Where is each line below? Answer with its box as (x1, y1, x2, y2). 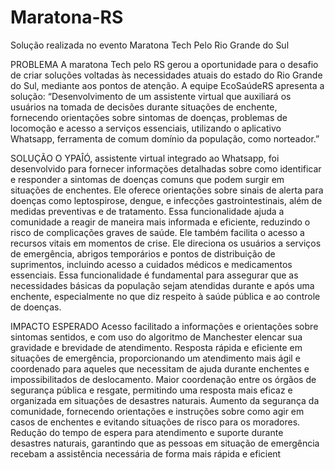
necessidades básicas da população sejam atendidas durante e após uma (10, 279, 315, 291)
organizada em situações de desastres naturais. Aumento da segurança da (10, 394, 320, 406)
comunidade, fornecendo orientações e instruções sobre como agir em (10, 405, 305, 417)
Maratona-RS (10, 6, 124, 29)
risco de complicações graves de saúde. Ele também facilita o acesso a (10, 226, 305, 238)
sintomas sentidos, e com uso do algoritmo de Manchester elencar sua (10, 331, 303, 343)
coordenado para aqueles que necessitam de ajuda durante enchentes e (10, 362, 310, 375)
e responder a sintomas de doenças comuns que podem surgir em (10, 173, 285, 185)
